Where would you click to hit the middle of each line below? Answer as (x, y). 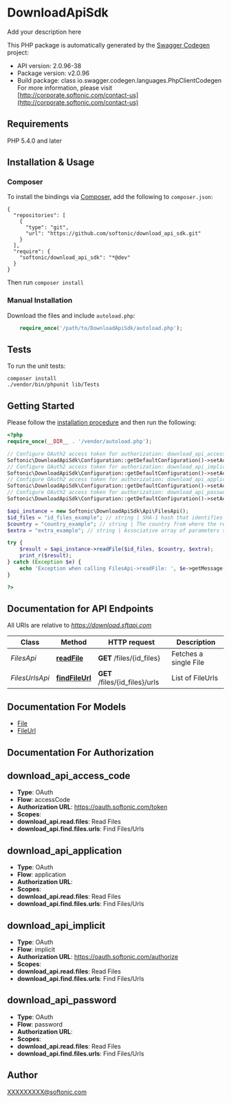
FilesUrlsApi (30, 678)
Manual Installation (40, 300)
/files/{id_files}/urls (129, 682)
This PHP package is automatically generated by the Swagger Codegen (109, 45)
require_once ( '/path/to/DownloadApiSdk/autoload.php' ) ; (101, 328)
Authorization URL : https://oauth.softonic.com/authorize (98, 957)
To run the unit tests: (36, 366)
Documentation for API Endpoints (80, 609)
